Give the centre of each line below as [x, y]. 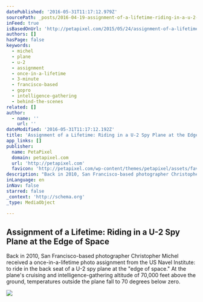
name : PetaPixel [32, 152]
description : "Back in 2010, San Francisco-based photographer [88, 175]
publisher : [20, 146]
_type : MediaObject [31, 203]
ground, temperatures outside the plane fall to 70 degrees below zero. [93, 282]
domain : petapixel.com [40, 157]
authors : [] [21, 34]
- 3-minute [25, 79]
